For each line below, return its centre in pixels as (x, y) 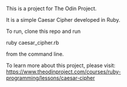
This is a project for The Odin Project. (51, 9)
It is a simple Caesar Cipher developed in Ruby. (63, 20)
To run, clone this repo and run (44, 31)
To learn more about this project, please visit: (61, 65)
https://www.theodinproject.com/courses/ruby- (63, 72)
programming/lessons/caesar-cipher (51, 78)
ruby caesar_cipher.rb (33, 43)
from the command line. (35, 54)
